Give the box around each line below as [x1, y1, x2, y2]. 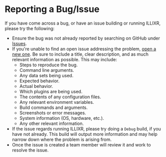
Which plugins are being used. [19, 88, 83, 94]
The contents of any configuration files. [19, 94, 101, 100]
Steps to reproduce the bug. [19, 62, 78, 68]
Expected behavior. [19, 78, 60, 84]
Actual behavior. [19, 83, 54, 89]
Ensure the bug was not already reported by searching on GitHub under [12, 35, 160, 41]
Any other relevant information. [19, 120, 84, 126]
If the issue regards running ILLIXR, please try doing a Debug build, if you [12, 125, 161, 131]
